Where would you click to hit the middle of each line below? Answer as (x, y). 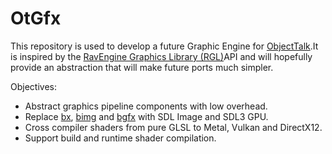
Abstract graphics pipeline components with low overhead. (146, 106)
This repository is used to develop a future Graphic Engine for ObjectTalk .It (164, 46)
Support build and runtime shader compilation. (120, 138)
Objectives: (33, 86)
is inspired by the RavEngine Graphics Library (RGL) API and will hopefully (161, 56)
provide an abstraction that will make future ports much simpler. (142, 67)
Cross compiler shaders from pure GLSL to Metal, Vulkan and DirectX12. (173, 127)
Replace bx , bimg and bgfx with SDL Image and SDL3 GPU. (146, 116)
